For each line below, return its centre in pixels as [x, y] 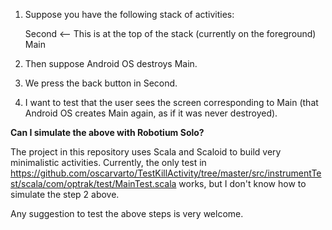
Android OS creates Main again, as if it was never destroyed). [151, 113]
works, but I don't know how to [242, 183]
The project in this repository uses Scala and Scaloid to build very [146, 152]
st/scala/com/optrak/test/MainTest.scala [93, 183]
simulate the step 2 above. [65, 194]
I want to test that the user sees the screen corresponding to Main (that [171, 102]
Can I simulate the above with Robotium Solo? [107, 132]
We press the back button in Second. [101, 83]
